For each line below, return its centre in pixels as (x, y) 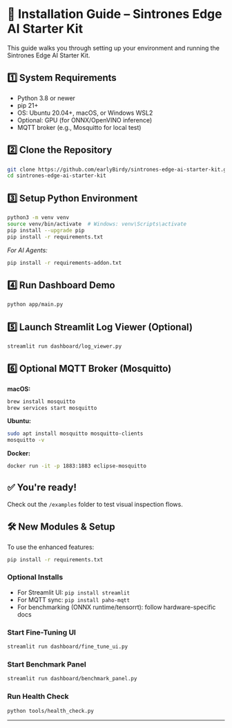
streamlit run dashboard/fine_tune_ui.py (68, 647)
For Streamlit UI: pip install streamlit (73, 592)
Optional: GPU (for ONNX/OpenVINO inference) (85, 120)
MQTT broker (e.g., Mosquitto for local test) (79, 127)
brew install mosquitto (41, 401)
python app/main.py (35, 305)
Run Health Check (38, 696)
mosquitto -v (26, 440)
